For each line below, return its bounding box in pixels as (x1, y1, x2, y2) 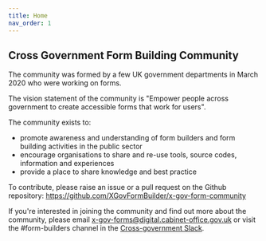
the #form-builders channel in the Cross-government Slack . (8, 223, 205, 233)
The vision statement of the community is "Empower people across (8, 93, 229, 104)
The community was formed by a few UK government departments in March (8, 69, 259, 80)
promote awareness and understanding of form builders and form (19, 133, 236, 143)
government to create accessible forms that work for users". (8, 102, 206, 112)
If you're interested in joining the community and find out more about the (8, 207, 247, 216)
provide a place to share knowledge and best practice (19, 167, 198, 176)
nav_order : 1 (8, 19, 52, 27)
